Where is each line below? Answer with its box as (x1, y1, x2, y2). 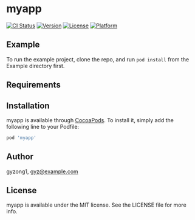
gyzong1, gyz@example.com (6, 168, 79, 175)
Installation (6, 100, 50, 111)
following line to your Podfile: (6, 123, 80, 130)
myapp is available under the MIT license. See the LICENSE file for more (6, 201, 186, 208)
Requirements (6, 80, 61, 90)
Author (6, 151, 33, 162)
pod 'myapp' (6, 134, 36, 141)
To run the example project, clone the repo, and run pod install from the (6, 55, 190, 63)
